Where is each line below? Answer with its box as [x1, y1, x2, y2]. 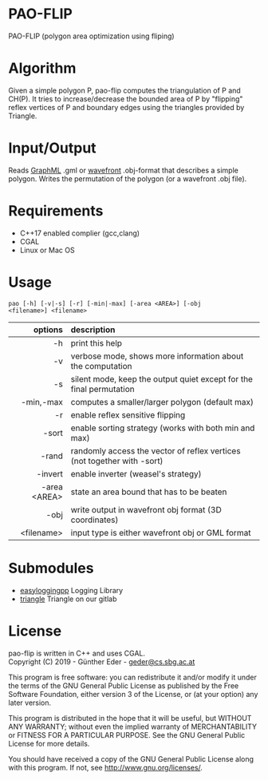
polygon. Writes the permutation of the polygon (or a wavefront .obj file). [8, 173, 247, 184]
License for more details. [8, 738, 90, 748]
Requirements [8, 202, 104, 220]
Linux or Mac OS [19, 245, 75, 255]
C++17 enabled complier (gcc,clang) [19, 228, 140, 238]
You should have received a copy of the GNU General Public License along [8, 754, 254, 763]
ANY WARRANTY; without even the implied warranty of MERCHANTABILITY [8, 722, 258, 731]
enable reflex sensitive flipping [70, 409, 186, 420]
